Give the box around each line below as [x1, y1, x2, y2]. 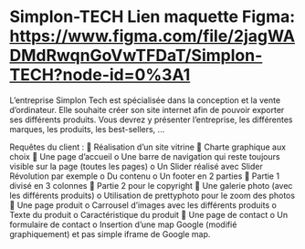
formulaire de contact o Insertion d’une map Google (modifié [9, 219, 237, 230]
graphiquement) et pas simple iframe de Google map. [9, 228, 211, 239]
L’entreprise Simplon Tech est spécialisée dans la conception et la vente [9, 94, 281, 106]
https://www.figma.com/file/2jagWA [9, 26, 295, 47]
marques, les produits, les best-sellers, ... [9, 123, 165, 134]
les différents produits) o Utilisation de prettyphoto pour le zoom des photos [9, 190, 295, 201]
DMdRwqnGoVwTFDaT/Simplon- [9, 46, 263, 66]
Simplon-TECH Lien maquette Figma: [9, 6, 296, 27]
